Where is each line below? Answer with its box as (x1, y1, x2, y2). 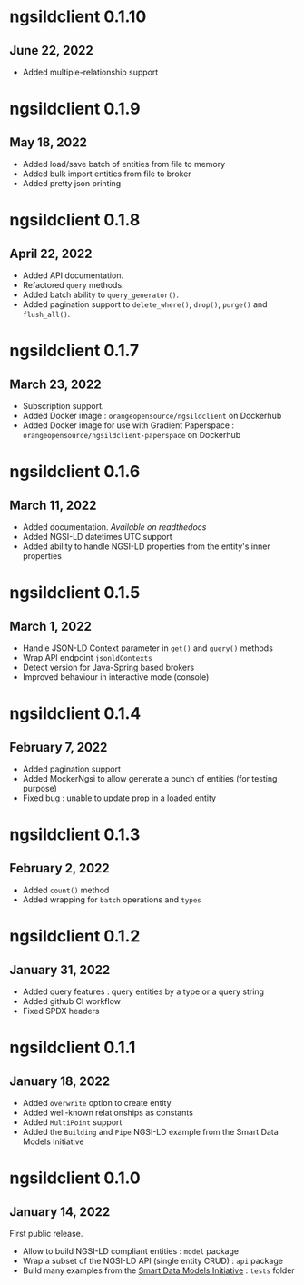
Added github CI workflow (22, 996, 121, 1006)
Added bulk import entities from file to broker (22, 168, 192, 179)
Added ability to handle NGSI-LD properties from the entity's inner (22, 541, 270, 552)
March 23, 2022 (9, 376, 102, 392)
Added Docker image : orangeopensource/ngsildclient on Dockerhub (22, 411, 282, 421)
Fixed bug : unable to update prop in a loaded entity (22, 792, 216, 803)
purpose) (22, 783, 57, 793)
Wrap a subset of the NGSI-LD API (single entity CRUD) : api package (22, 1256, 284, 1266)
